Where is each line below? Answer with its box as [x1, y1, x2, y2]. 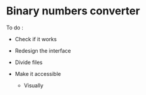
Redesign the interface [14, 47, 71, 54]
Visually [23, 82, 44, 89]
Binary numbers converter [6, 4, 141, 18]
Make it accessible [14, 70, 61, 77]
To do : [6, 24, 24, 31]
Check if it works [14, 35, 57, 42]
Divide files [14, 59, 43, 66]
